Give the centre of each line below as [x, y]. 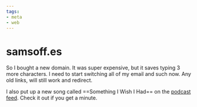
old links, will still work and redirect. [49, 81]
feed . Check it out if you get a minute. [52, 98]
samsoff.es [34, 51]
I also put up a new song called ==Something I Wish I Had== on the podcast [98, 92]
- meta [14, 17]
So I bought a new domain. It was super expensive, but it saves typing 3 [93, 68]
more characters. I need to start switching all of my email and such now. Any [98, 74]
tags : [13, 11]
